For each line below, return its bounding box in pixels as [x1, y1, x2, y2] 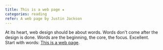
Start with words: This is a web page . [5, 40, 80, 46]
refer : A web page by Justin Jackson [5, 16, 82, 21]
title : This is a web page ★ [5, 7, 65, 12]
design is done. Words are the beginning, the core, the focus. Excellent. [5, 34, 149, 40]
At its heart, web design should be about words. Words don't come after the [5, 30, 158, 35]
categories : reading [5, 12, 47, 17]
